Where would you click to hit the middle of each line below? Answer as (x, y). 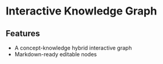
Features (23, 34)
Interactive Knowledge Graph (81, 11)
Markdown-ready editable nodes (56, 54)
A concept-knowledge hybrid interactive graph (73, 48)
